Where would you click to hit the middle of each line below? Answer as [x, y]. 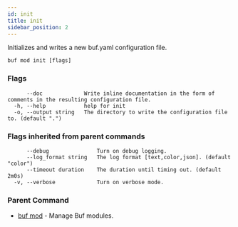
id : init [20, 14]
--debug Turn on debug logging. [97, 151]
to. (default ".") [35, 118]
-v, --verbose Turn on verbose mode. [89, 182]
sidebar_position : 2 [38, 27]
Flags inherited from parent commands [76, 136]
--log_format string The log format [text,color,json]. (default [129, 157]
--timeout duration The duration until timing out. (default [124, 170]
